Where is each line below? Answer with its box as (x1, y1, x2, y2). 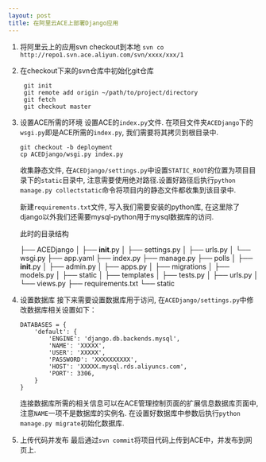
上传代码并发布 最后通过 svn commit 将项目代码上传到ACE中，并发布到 (19, 435, 246, 445)
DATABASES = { (19, 320, 67, 328)
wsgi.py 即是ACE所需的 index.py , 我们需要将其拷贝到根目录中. (19, 127, 219, 137)
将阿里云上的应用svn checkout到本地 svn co (19, 41, 164, 52)
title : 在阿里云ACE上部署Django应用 (8, 19, 119, 27)
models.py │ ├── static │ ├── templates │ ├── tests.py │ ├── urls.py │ (19, 270, 259, 279)
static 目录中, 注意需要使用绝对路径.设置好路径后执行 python (40, 175, 236, 184)
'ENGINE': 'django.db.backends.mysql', (48, 335, 180, 343)
